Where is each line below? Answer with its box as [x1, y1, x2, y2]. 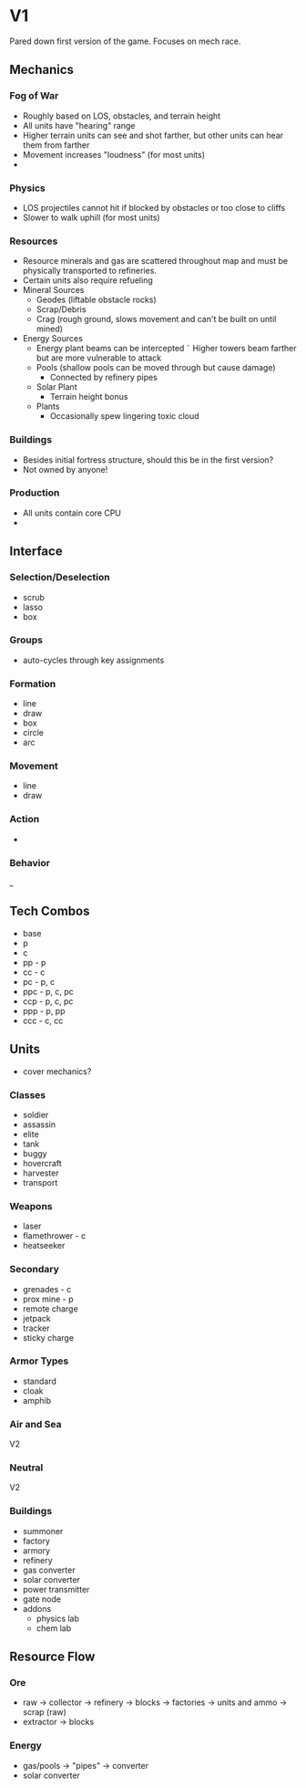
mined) [36, 323, 64, 334]
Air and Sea [9, 1417, 62, 1430]
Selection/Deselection [9, 571, 111, 584]
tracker [22, 1323, 50, 1333]
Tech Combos [9, 904, 90, 919]
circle [22, 727, 44, 738]
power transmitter [22, 1584, 90, 1595]
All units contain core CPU [22, 507, 121, 518]
